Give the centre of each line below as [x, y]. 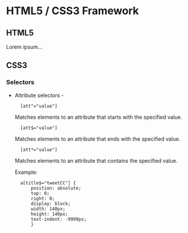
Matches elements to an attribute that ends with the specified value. [98, 139]
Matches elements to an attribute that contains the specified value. [96, 160]
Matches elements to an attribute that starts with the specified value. [98, 117]
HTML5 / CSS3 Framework [72, 11]
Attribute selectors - [39, 95]
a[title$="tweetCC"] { [48, 183]
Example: [26, 172]
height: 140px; [49, 214]
